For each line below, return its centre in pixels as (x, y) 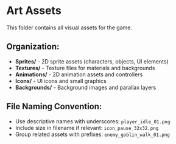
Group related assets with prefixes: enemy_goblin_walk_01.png (93, 134)
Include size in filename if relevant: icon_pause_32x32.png (87, 128)
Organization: (33, 47)
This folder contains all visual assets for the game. (69, 27)
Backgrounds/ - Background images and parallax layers (86, 87)
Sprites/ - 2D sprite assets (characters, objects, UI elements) (92, 61)
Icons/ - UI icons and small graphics (61, 81)
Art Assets (34, 11)
